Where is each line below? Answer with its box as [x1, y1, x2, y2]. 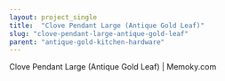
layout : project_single [9, 12, 98, 22]
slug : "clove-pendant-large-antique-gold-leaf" [9, 29, 189, 38]
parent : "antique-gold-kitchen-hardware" [9, 37, 165, 47]
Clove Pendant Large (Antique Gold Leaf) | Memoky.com [9, 62, 217, 72]
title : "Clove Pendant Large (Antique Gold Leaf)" [9, 21, 205, 30]
